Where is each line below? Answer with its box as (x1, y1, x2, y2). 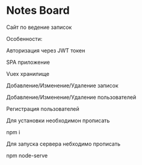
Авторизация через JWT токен (6, 46, 85, 54)
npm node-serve (6, 152, 48, 159)
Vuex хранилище (6, 70, 50, 77)
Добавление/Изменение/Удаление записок (6, 82, 119, 89)
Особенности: (6, 35, 43, 42)
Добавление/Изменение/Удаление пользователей (6, 93, 137, 101)
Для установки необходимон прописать (6, 117, 110, 124)
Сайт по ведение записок (6, 23, 72, 31)
